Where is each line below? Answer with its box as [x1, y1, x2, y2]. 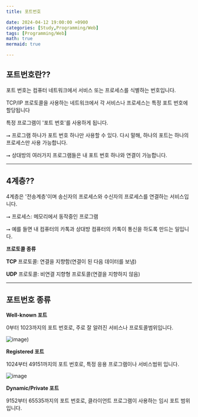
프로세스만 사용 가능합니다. [6, 139, 68, 146]
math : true [6, 36, 33, 42]
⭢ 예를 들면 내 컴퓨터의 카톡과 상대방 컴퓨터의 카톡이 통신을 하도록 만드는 [6, 225, 174, 232]
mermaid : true [6, 41, 41, 47]
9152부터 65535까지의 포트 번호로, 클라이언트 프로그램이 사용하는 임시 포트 [6, 397, 180, 405]
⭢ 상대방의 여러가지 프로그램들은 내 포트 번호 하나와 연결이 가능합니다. [6, 151, 168, 158]
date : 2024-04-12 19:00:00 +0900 [6, 19, 88, 25]
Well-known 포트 [6, 311, 48, 319]
